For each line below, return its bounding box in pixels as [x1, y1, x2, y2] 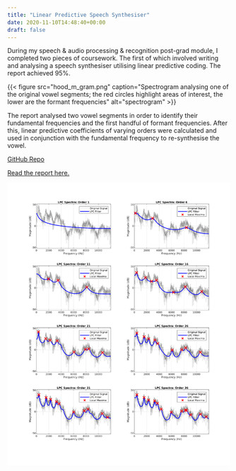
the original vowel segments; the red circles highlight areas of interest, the [7, 90, 223, 99]
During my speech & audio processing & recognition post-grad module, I [7, 47, 218, 55]
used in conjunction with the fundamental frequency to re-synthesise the [7, 134, 220, 143]
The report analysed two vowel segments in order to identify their [7, 112, 199, 120]
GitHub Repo [7, 155, 45, 164]
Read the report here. [7, 169, 70, 177]
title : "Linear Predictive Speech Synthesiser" [7, 11, 151, 18]
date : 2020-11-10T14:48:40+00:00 [7, 18, 106, 26]
